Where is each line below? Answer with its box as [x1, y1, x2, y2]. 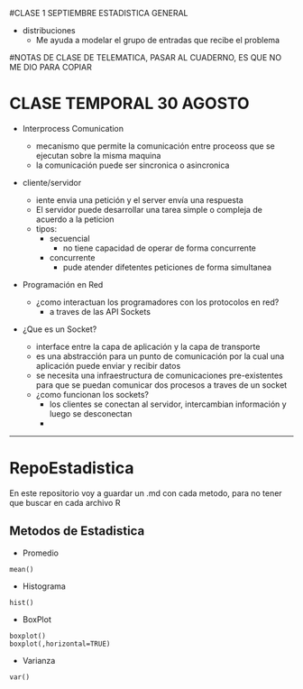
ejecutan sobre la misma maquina [35, 150, 161, 161]
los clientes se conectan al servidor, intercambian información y [49, 399, 287, 409]
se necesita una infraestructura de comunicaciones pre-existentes [35, 370, 283, 381]
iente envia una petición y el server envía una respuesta [35, 194, 243, 206]
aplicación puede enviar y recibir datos [35, 360, 181, 371]
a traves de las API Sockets [49, 306, 151, 317]
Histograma [22, 581, 66, 592]
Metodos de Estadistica [9, 523, 145, 539]
